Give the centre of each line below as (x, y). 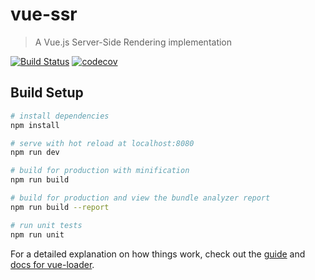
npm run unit (37, 234)
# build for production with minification (100, 171)
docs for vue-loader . (52, 264)
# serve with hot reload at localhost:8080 (102, 143)
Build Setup (47, 93)
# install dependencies (60, 116)
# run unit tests (46, 225)
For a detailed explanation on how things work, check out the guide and (158, 254)
